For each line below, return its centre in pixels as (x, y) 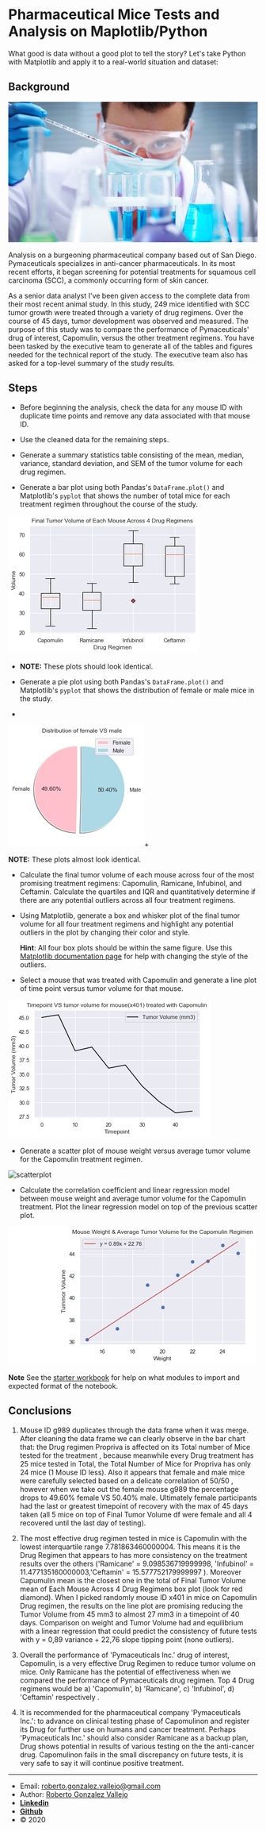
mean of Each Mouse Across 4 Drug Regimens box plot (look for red (131, 1589)
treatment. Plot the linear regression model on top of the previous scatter (139, 1207)
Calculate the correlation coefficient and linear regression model (124, 1189)
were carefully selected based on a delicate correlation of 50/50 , (126, 1480)
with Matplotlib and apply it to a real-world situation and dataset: (114, 62)
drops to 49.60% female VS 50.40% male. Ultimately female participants (138, 1498)
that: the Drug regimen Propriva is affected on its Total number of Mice (135, 1447)
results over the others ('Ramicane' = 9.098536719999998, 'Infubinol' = (137, 1563)
